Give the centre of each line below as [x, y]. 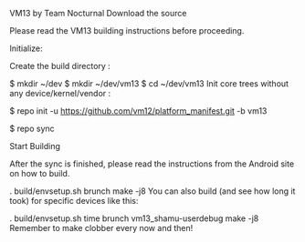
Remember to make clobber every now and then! [101, 228]
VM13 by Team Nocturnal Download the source [98, 13]
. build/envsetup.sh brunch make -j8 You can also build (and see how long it [152, 191]
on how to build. [40, 173]
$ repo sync [32, 128]
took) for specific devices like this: [74, 201]
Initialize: [26, 48]
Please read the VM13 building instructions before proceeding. [127, 30]
